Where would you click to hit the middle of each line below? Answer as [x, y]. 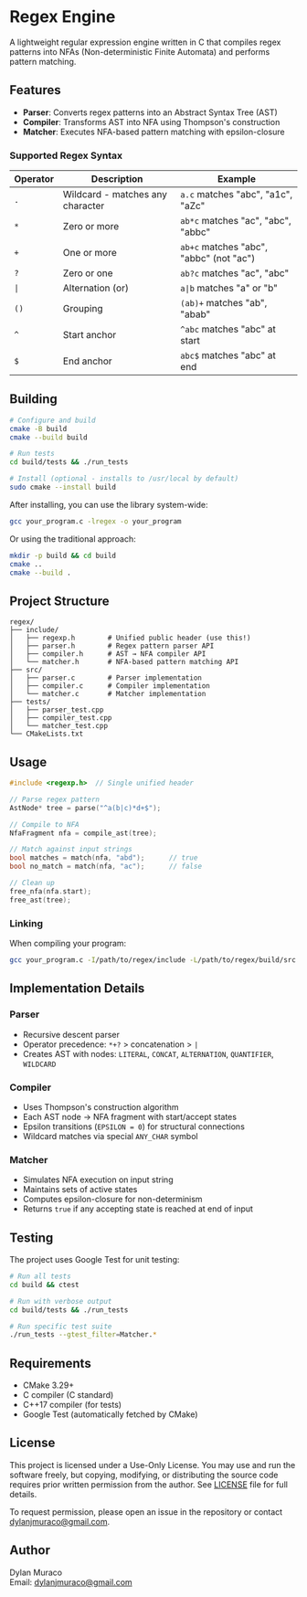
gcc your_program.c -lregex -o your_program [95, 521]
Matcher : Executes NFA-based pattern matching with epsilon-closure [153, 132]
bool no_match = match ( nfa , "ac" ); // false [106, 867]
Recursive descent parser [71, 1034]
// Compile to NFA [44, 824]
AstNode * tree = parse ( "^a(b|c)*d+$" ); [85, 808]
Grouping [83, 309]
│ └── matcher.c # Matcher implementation [108, 694]
